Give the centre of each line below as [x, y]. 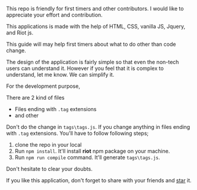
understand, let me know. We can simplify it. [60, 75]
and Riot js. [20, 33]
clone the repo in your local [48, 145]
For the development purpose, [43, 86]
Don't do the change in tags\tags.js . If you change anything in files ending [98, 127]
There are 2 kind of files [35, 98]
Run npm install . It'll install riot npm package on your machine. [92, 151]
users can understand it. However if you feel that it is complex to [85, 68]
